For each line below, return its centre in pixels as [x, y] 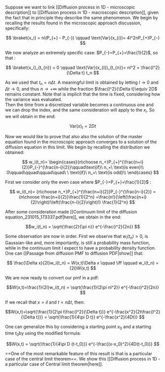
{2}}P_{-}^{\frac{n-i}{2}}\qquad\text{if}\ [62, 167]
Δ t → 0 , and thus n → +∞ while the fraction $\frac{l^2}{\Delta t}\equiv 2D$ [81, 89]
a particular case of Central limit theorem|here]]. [54, 364]
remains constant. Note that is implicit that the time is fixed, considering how [83, 94]
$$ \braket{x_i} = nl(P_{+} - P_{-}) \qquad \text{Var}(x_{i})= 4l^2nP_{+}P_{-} [83, 38]
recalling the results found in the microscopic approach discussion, [73, 23]
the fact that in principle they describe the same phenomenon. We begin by [82, 18]
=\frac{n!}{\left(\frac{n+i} [121, 197]
